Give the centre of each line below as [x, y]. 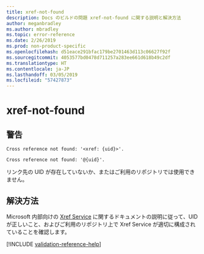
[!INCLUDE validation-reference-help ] [54, 244]
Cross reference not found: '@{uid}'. [56, 160]
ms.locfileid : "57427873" [39, 80]
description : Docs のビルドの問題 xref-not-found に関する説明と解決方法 [94, 18]
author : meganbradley [34, 23]
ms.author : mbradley [33, 29]
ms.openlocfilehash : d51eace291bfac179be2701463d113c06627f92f [89, 52]
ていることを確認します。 [38, 232]
